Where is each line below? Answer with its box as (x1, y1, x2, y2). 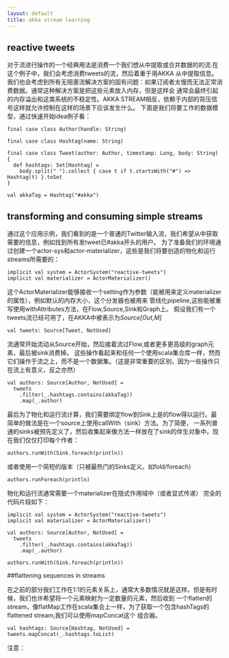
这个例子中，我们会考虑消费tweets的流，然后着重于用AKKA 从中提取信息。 (7, 69, 218, 77)
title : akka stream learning (7, 16, 90, 23)
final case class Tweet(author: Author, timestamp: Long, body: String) (7, 150, 219, 157)
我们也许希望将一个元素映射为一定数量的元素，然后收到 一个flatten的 (18, 594, 213, 602)
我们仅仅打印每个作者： (12, 436, 79, 444)
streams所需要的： (7, 255, 60, 264)
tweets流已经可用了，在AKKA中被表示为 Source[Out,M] (7, 313, 162, 322)
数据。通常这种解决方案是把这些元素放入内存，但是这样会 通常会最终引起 (12, 86, 219, 95)
